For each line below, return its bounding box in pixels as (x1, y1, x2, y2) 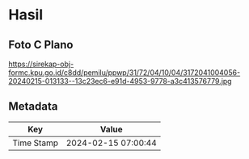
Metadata (8, 99, 58, 114)
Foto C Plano (8, 38, 74, 52)
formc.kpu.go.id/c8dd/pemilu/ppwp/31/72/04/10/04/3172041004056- (8, 68, 241, 77)
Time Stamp (12, 137, 59, 149)
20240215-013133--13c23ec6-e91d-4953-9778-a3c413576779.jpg (8, 77, 232, 86)
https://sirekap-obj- (8, 59, 74, 69)
